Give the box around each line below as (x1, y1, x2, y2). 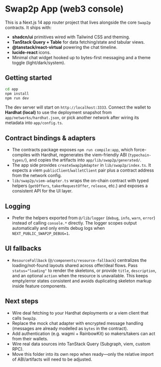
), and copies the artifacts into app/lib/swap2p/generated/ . (25, 157, 142, 163)
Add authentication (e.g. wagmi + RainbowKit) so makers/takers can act (12, 331, 156, 336)
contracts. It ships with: (5, 24, 52, 30)
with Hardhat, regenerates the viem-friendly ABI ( (31, 152, 130, 158)
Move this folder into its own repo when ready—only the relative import (12, 351, 154, 357)
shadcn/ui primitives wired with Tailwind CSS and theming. (12, 34, 131, 40)
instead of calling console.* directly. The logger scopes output (12, 220, 137, 226)
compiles (12, 152, 30, 158)
